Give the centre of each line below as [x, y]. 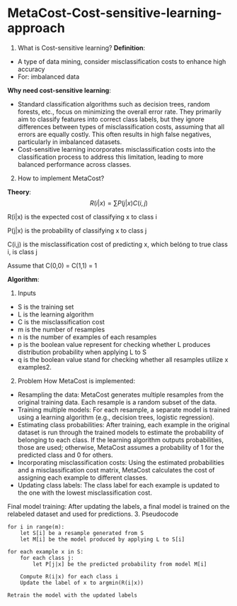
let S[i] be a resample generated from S [82, 533]
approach [36, 28]
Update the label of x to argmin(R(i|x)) [82, 583]
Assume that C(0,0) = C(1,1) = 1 [52, 265]
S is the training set [46, 307]
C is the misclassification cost [61, 321]
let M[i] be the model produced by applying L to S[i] [103, 539]
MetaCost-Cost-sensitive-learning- [115, 13]
